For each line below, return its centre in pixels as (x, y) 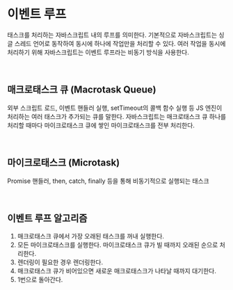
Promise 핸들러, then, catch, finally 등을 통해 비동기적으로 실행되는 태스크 (109, 181)
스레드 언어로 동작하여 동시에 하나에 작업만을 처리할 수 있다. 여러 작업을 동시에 (120, 43)
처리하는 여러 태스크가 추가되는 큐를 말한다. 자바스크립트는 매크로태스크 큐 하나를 (117, 116)
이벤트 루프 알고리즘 (47, 218)
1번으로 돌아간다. (40, 280)
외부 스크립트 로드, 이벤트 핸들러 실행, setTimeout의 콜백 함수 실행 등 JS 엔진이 (115, 108)
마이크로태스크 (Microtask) (64, 163)
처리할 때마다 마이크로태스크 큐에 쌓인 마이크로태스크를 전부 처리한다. (101, 125)
